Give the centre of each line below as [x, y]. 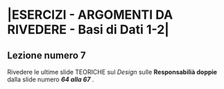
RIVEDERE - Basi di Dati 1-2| [88, 30]
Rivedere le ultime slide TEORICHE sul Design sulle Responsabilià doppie [112, 72]
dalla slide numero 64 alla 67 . [51, 79]
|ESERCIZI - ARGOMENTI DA [90, 15]
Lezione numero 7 [47, 55]
